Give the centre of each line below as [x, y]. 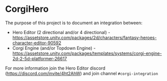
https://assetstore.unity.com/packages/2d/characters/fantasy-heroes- [84, 38]
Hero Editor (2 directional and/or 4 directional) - [61, 32]
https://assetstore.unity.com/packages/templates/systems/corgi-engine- [87, 53]
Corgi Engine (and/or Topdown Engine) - [54, 48]
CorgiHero [27, 9]
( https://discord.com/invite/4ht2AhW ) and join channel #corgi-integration [82, 73]
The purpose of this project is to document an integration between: [74, 23]
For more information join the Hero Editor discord [55, 68]
